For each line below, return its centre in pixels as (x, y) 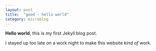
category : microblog (27, 19)
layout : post (19, 10)
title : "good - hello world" (37, 14)
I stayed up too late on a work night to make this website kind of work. (79, 43)
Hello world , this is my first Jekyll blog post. (51, 33)
